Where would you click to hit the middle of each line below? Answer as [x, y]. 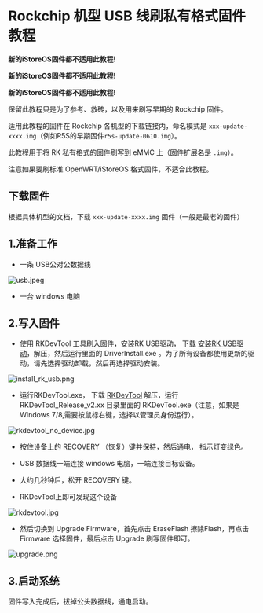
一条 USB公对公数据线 [55, 264]
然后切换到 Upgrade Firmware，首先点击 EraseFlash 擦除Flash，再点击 [134, 529]
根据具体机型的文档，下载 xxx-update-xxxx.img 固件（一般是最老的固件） [126, 216]
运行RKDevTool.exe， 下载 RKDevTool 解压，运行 [99, 395]
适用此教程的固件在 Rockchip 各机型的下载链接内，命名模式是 [108, 126]
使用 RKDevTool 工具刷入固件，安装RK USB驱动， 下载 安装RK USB [128, 343]
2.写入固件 [34, 323]
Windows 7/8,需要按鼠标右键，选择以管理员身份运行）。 [109, 415]
